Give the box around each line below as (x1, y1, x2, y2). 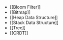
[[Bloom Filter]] (9, 4, 41, 10)
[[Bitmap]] (9, 9, 31, 15)
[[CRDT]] (9, 30, 29, 36)
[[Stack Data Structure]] (9, 20, 59, 25)
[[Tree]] (9, 25, 26, 31)
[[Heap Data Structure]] (9, 15, 58, 20)
